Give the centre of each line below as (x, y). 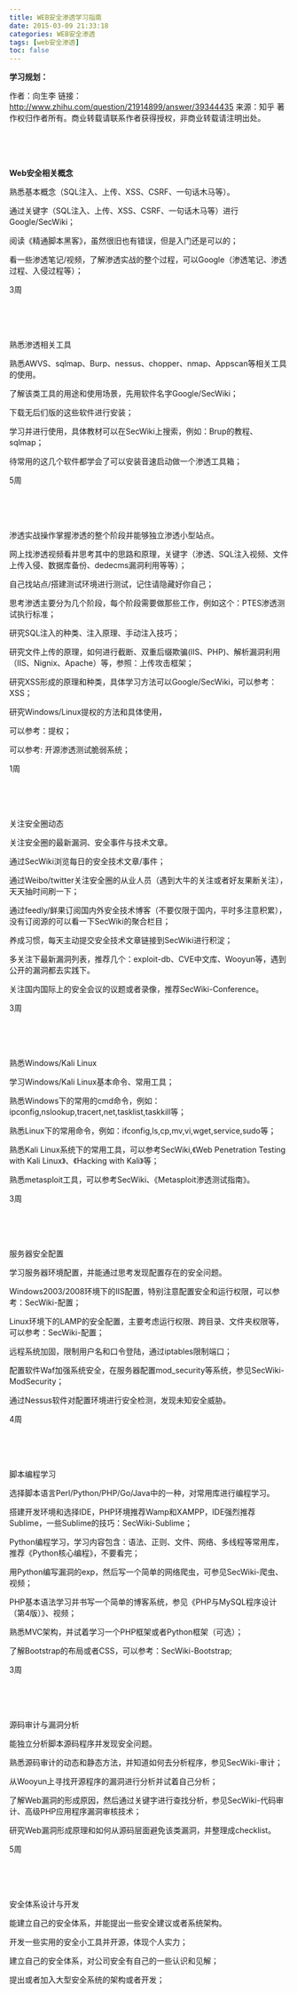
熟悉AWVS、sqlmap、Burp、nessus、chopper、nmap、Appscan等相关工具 (148, 364)
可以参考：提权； (40, 731)
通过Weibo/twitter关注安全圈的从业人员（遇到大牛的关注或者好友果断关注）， (148, 880)
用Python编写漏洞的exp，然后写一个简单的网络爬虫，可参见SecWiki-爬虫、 (146, 1572)
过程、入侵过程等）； (46, 271)
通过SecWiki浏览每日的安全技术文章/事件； (87, 861)
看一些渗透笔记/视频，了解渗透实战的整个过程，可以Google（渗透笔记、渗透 (148, 260)
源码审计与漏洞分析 (44, 1725)
